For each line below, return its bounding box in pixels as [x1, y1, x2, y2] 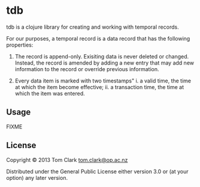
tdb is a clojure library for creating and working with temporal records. [6, 23, 179, 30]
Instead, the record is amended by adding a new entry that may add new [14, 59, 195, 66]
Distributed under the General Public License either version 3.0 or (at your [6, 168, 189, 175]
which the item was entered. [14, 90, 85, 97]
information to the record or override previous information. [14, 65, 159, 72]
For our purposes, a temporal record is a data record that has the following [6, 35, 190, 42]
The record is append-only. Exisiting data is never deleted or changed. [14, 53, 189, 60]
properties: [6, 41, 34, 48]
